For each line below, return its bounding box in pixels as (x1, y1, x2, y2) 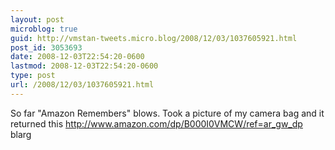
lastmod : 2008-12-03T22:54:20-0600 (10, 61, 159, 71)
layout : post (10, 14, 65, 25)
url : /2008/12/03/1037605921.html (10, 80, 155, 90)
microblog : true (10, 24, 78, 34)
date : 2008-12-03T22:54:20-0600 (10, 52, 145, 62)
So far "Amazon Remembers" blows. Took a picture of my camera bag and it (10, 107, 325, 119)
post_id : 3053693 (10, 42, 83, 53)
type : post (10, 71, 56, 81)
